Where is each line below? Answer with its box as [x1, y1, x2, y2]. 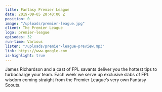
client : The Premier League [5, 26, 63, 31]
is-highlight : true [5, 53, 45, 58]
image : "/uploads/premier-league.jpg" [5, 21, 85, 26]
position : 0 [5, 16, 30, 21]
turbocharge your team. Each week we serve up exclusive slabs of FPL [5, 72, 150, 78]
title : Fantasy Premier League [5, 7, 70, 12]
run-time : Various [5, 39, 43, 44]
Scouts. [5, 82, 21, 88]
